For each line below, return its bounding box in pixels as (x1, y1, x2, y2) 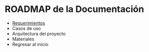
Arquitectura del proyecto (12, 30, 66, 36)
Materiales (12, 36, 34, 42)
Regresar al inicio (12, 41, 49, 47)
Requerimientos (12, 20, 45, 26)
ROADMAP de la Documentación (5, 3, 144, 15)
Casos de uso (12, 25, 41, 31)
